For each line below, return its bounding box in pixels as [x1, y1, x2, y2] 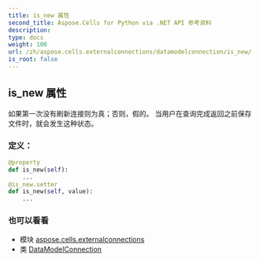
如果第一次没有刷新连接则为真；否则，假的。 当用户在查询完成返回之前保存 [8, 108, 252, 118]
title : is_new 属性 [8, 11, 70, 20]
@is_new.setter [8, 180, 58, 189]
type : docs [8, 33, 44, 42]
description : [8, 26, 51, 34]
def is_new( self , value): [8, 188, 93, 196]
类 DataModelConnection [19, 244, 102, 254]
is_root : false [8, 56, 58, 64]
